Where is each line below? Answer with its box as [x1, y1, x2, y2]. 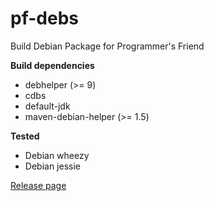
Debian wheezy [24, 149, 90, 161]
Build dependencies [10, 59, 95, 71]
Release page [10, 179, 67, 191]
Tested [10, 130, 40, 142]
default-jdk [24, 100, 71, 112]
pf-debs [10, 7, 79, 30]
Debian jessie [24, 160, 81, 172]
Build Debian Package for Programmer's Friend [10, 40, 205, 52]
